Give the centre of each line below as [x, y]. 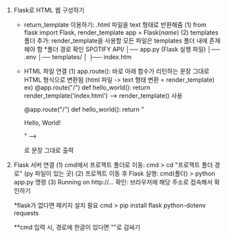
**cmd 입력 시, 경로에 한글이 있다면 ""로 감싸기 [77, 227]
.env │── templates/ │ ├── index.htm [78, 57]
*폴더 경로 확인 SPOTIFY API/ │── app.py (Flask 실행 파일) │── [132, 49]
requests [26, 213]
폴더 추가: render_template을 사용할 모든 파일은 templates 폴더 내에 [116, 41]
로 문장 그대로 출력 [49, 150]
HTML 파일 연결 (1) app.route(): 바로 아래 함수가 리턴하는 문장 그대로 [117, 71]
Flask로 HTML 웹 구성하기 [49, 10]
